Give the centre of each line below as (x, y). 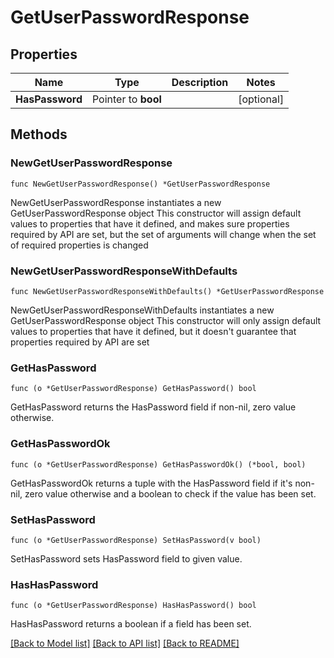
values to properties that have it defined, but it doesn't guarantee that (153, 331)
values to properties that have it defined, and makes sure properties (150, 223)
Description (200, 82)
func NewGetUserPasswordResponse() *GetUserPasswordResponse (140, 184)
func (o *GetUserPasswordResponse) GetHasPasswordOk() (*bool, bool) (158, 464)
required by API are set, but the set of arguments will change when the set (163, 234)
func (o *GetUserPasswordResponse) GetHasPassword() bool (133, 389)
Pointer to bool (126, 99)
